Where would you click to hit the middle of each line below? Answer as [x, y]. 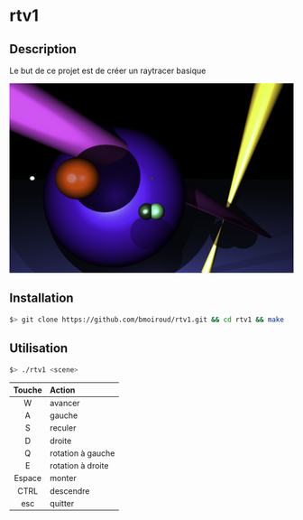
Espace [28, 478]
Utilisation [39, 348]
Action [62, 390]
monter [63, 478]
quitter [62, 503]
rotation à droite [79, 466]
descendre [69, 491]
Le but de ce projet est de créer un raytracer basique [108, 70]
